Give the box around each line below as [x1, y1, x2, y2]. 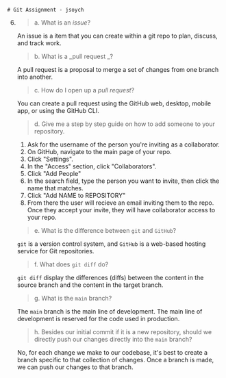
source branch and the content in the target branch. [16, 281, 164, 289]
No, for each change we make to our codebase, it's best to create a [16, 349, 208, 356]
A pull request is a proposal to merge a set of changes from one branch [16, 66, 219, 73]
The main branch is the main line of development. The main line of [16, 307, 203, 315]
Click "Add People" [27, 170, 81, 177]
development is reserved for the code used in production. [16, 315, 180, 323]
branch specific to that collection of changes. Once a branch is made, [16, 356, 214, 364]
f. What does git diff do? [34, 260, 109, 268]
